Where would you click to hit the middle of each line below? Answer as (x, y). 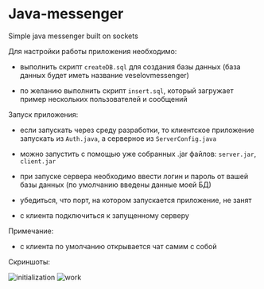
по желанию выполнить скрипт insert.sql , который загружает (126, 90)
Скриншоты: (29, 262)
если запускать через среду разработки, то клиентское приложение (137, 130)
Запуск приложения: (43, 114)
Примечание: (31, 231)
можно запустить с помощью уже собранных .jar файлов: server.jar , (138, 154)
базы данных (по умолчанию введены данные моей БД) (116, 185)
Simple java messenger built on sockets (74, 36)
